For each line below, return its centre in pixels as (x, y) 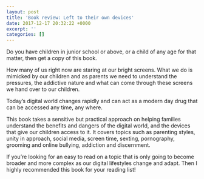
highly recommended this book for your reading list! (71, 170)
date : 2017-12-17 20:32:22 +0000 (49, 23)
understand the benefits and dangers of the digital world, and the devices (98, 126)
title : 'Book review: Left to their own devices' (70, 18)
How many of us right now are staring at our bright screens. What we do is (100, 70)
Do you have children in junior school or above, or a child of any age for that (101, 52)
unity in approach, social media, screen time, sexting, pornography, (90, 139)
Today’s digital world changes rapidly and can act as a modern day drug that (102, 101)
